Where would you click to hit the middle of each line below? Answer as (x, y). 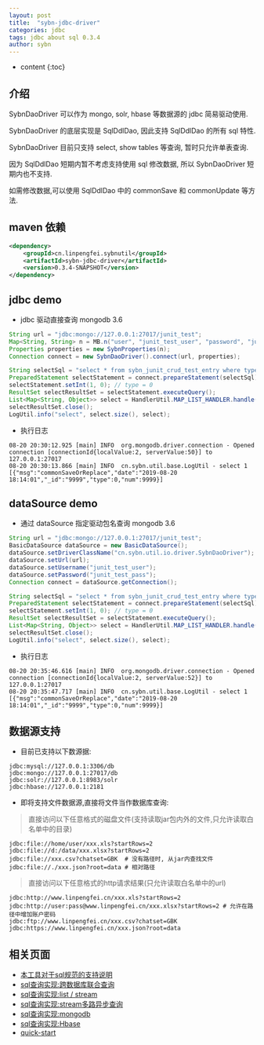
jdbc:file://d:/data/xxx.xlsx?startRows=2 (79, 851)
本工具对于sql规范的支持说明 (66, 975)
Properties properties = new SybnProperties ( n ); (90, 349)
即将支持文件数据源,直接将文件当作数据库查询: (94, 802)
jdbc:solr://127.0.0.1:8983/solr (63, 780)
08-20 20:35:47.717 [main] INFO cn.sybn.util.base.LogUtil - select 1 (128, 692)
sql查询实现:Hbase (50, 1024)
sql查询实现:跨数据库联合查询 (67, 985)
